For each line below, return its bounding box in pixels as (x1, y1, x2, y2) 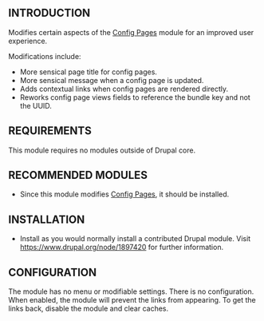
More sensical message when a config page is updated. (19, 75, 204, 85)
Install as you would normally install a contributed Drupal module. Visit (19, 234, 251, 244)
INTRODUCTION (8, 6, 91, 20)
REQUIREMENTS (8, 124, 92, 138)
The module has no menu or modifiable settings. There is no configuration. (8, 287, 254, 296)
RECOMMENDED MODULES (8, 168, 148, 182)
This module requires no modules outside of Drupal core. (8, 145, 196, 155)
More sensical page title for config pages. (19, 67, 158, 77)
